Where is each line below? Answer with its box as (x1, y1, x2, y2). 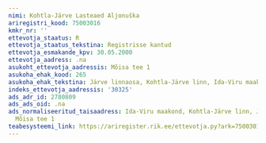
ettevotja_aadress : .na (8, 56, 87, 64)
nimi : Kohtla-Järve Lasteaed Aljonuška (8, 11, 140, 20)
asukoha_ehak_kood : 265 (8, 71, 87, 79)
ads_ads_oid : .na (8, 100, 66, 108)
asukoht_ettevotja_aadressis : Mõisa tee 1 (8, 64, 150, 71)
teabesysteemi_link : (8, 122, 77, 130)
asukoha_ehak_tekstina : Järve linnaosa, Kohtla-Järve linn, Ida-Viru (8, 78, 243, 86)
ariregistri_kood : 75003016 (8, 19, 101, 27)
